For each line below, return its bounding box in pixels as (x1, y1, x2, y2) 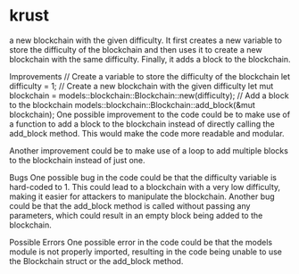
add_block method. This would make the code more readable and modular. (9, 128, 285, 138)
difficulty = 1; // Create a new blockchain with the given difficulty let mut (9, 80, 274, 91)
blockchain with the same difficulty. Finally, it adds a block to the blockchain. (9, 54, 291, 64)
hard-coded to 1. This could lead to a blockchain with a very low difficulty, (9, 181, 281, 192)
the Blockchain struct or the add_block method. (9, 255, 184, 266)
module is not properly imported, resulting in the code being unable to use (9, 246, 283, 257)
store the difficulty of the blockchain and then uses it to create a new (9, 44, 262, 54)
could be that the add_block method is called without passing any (9, 200, 251, 211)
